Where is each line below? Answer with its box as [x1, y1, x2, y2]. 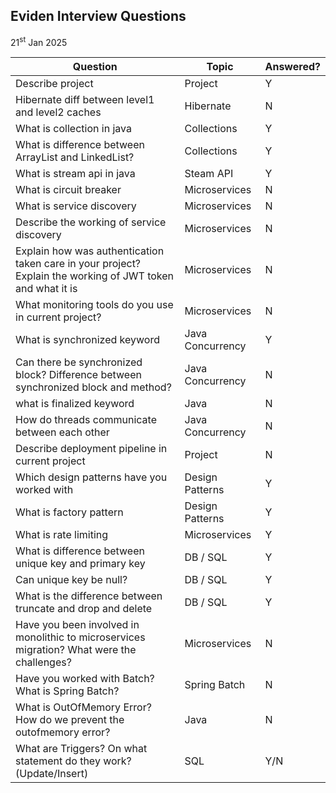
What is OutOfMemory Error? [15, 700, 152, 714]
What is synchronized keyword [15, 333, 160, 347]
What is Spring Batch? [15, 684, 120, 698]
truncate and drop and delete [15, 602, 153, 616]
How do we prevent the [15, 713, 125, 727]
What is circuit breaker [15, 183, 122, 197]
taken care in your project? [15, 257, 142, 271]
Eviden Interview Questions [10, 8, 187, 25]
